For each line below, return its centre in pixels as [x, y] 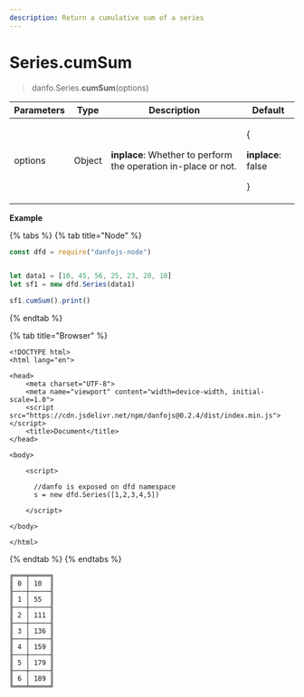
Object [88, 160]
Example [26, 217]
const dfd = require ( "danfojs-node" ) [81, 252]
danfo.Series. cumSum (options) [90, 88]
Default [268, 110]
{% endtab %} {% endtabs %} [66, 559]
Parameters [39, 110]
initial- [248, 392]
